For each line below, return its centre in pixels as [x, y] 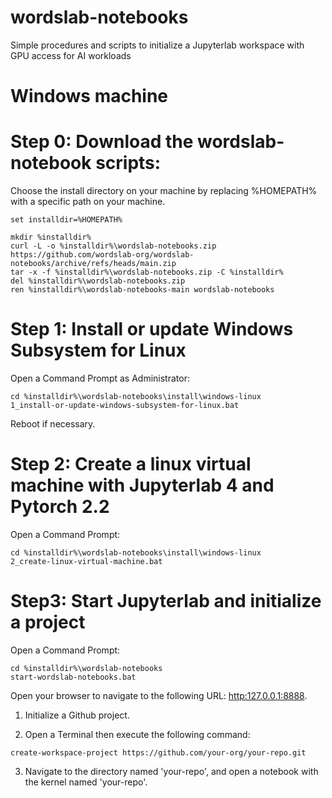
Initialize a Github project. [77, 715]
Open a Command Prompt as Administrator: [100, 378]
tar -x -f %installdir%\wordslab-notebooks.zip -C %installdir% [147, 272]
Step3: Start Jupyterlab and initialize [166, 601]
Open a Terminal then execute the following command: [137, 734]
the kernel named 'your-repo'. [86, 782]
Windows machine [89, 96]
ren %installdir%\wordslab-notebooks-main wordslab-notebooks [142, 290]
